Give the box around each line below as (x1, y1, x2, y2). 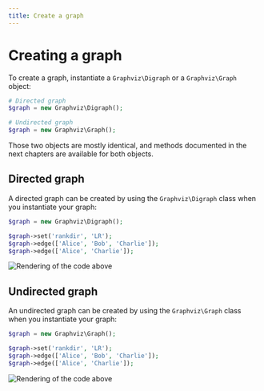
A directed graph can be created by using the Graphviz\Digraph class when (8, 193, 257, 203)
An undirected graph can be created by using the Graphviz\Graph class (8, 306, 242, 316)
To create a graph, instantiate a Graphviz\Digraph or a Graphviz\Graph (8, 73, 238, 83)
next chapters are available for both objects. (8, 149, 154, 159)
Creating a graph (8, 46, 122, 64)
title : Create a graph (8, 11, 84, 20)
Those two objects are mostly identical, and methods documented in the (8, 141, 247, 151)
